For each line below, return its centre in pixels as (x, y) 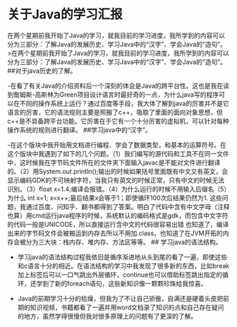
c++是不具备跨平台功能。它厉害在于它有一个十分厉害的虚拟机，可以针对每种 (118, 121)
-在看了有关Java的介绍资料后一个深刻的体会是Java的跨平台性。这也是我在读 (119, 85)
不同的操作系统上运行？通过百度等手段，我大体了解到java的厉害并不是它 (124, 103)
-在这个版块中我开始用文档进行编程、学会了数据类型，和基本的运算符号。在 (117, 145)
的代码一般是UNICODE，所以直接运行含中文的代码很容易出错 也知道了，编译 (118, 224)
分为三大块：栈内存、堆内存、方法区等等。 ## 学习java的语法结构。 (124, 242)
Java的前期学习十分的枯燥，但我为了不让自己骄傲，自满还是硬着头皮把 (120, 298)
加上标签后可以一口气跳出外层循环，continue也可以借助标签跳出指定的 (120, 274)
